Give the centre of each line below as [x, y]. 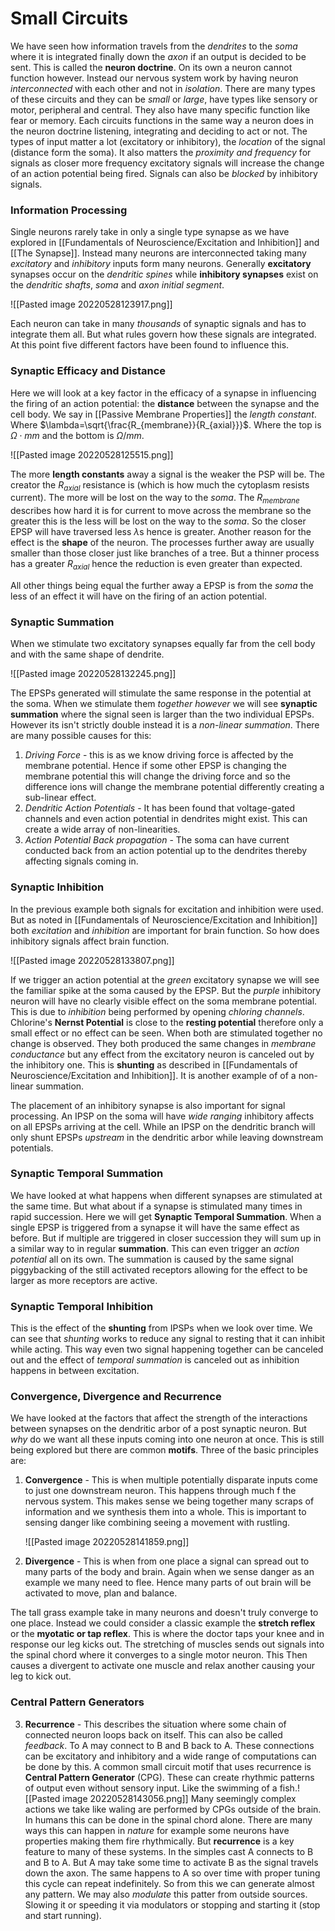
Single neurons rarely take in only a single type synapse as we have [150, 232]
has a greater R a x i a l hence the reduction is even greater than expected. [156, 565]
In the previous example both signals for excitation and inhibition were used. [167, 909]
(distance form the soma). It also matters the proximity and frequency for [161, 152]
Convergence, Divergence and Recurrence [116, 1397]
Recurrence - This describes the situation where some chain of [155, 1724]
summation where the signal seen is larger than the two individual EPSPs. [162, 714]
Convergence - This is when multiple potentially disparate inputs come [171, 1480]
